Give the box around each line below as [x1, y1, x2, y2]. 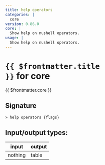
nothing [8, 151, 26, 158]
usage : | [5, 36, 24, 41]
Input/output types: [5, 128, 68, 137]
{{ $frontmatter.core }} [5, 87, 52, 93]
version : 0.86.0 [5, 21, 39, 27]
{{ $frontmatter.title [5, 61, 100, 71]
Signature [5, 101, 37, 110]
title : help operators [5, 7, 53, 13]
